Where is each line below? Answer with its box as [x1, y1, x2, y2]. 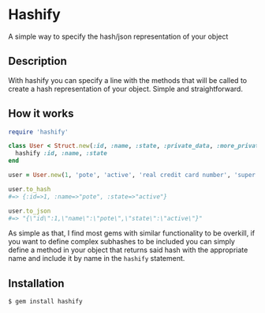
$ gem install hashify [8, 298, 83, 306]
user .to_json [8, 207, 51, 215]
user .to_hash [8, 185, 51, 193]
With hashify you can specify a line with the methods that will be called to [8, 75, 247, 85]
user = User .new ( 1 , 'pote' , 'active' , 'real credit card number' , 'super [8, 172, 256, 179]
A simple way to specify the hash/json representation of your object [8, 32, 229, 41]
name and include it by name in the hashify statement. [8, 254, 185, 263]
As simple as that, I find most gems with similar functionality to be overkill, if [8, 228, 255, 238]
